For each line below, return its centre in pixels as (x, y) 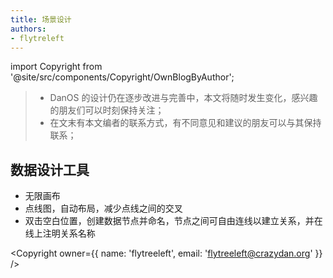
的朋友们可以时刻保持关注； (107, 110)
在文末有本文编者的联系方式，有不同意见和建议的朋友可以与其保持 (185, 123)
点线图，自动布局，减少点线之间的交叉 (103, 208)
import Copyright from (56, 67)
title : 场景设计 (41, 19)
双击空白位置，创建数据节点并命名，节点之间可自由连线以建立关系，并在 (173, 221)
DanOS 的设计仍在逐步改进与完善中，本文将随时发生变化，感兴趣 (183, 98)
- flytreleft (37, 38)
